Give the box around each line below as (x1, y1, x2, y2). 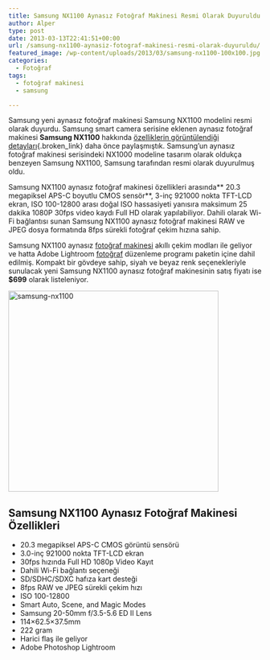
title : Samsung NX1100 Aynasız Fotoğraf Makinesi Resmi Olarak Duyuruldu (8, 11, 261, 20)
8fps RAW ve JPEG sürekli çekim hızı (19, 583, 143, 592)
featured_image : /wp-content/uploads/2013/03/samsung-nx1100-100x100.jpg (8, 49, 261, 57)
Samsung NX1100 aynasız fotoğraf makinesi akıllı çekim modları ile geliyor (8, 240, 253, 250)
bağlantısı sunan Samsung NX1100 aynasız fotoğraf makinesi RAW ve (15, 216, 245, 226)
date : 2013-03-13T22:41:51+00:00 (8, 34, 121, 43)
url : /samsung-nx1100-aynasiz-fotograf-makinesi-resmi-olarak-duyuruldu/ (8, 42, 261, 50)
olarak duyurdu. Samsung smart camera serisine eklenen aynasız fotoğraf (8, 124, 253, 133)
